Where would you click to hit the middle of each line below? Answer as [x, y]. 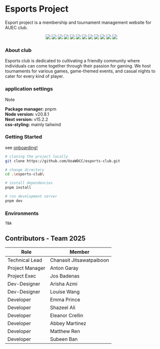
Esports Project [37, 9]
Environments [22, 213]
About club [18, 50]
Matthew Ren [65, 331]
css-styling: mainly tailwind [33, 124]
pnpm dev [14, 201]
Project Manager [26, 268]
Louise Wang [65, 292]
